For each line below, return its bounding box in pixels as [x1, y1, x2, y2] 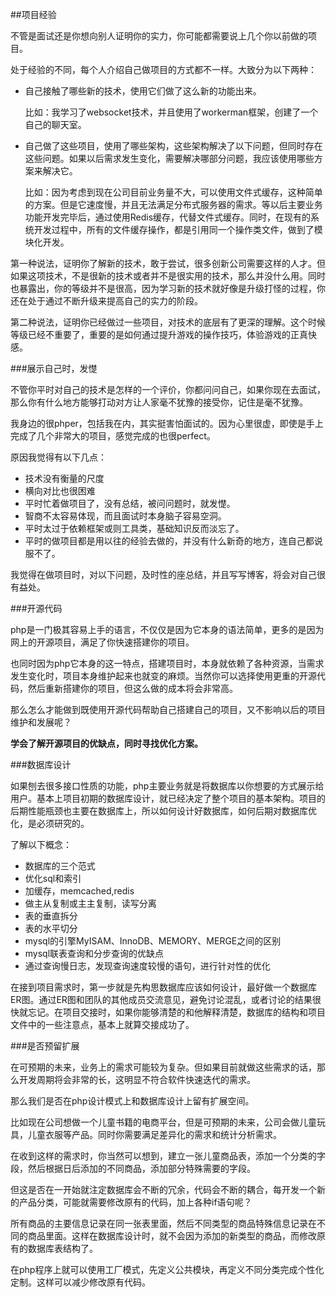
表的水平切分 [24, 923, 78, 934]
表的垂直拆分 [24, 910, 78, 922]
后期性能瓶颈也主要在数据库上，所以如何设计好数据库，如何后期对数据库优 [10, 805, 317, 817]
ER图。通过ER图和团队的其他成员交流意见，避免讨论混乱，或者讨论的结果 [10, 994, 313, 1005]
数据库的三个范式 [24, 860, 96, 872]
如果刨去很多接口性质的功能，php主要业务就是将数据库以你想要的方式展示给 [10, 780, 325, 792]
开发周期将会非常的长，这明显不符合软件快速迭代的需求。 [18, 1074, 256, 1085]
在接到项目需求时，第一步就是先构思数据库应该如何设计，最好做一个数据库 [10, 981, 317, 993]
